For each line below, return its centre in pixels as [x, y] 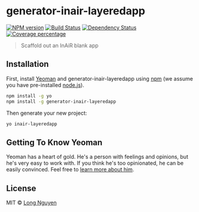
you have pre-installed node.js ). [45, 85]
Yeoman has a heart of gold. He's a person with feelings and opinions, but [97, 157]
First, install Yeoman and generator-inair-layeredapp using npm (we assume [99, 78]
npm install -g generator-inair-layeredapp [61, 102]
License [21, 188]
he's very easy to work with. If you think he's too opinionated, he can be [95, 163]
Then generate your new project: [47, 113]
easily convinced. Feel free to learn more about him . [70, 170]
